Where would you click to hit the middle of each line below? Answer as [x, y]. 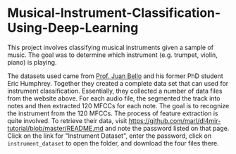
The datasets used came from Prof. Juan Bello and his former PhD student [115, 76]
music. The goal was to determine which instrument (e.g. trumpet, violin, [113, 55]
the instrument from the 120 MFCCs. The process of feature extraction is [113, 113]
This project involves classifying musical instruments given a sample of [110, 47]
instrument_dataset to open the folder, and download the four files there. [113, 143]
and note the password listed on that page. [167, 128]
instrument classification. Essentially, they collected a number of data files [115, 91]
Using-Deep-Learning [73, 28]
